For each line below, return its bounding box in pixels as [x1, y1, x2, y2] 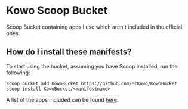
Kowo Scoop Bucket [6, 4, 108, 17]
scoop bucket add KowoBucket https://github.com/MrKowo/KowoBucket [6, 80, 178, 86]
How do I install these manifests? [6, 47, 132, 57]
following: [6, 69, 30, 76]
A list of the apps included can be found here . [6, 96, 119, 103]
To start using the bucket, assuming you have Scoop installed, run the [6, 63, 178, 70]
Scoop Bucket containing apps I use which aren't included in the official [6, 23, 183, 30]
